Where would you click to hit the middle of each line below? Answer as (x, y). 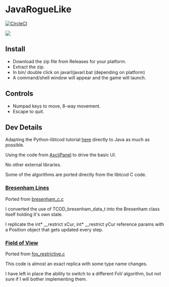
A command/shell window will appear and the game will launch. (79, 77)
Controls (19, 94)
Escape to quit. (28, 111)
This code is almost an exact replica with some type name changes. (76, 264)
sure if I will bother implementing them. (46, 279)
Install (15, 49)
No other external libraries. (33, 165)
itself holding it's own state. (34, 214)
